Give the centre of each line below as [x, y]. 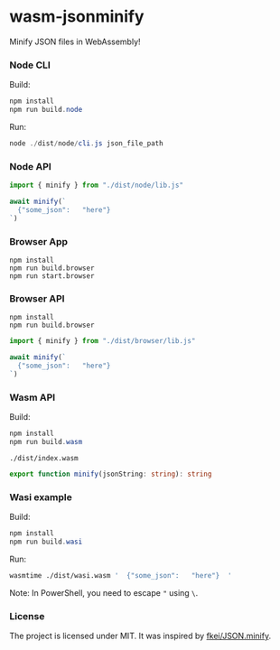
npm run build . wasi [46, 542]
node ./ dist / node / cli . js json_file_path [87, 143]
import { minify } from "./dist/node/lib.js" [96, 186]
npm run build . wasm [46, 441]
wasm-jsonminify [77, 17]
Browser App [39, 241]
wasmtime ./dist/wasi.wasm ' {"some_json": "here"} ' [121, 575]
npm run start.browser [52, 276]
